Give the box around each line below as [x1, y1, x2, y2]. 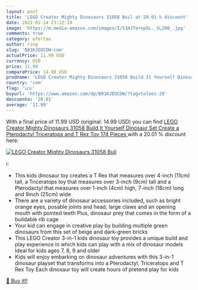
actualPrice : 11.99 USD [6, 52, 65, 58]
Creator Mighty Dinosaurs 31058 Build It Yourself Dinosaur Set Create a [6, 124, 180, 131]
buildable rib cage [14, 216, 59, 223]
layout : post [6, 8, 38, 15]
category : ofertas [6, 36, 51, 42]
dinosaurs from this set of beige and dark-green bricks [14, 228, 148, 235]
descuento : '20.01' [6, 96, 54, 102]
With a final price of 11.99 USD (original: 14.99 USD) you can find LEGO [6, 118, 178, 125]
